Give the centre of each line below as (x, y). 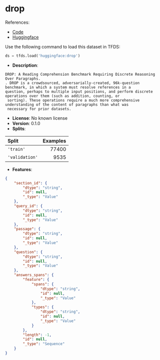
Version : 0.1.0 (26, 123)
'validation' (23, 157)
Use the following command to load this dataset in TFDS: (63, 46)
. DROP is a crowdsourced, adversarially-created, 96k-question (72, 83)
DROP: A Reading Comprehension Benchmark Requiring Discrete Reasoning (80, 74)
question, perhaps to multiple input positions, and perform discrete (79, 91)
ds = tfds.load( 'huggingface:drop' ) (43, 56)
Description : (25, 65)
